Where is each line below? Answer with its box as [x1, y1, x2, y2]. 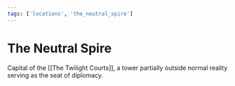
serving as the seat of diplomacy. [7, 71, 104, 79]
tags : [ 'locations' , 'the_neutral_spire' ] [7, 10, 133, 17]
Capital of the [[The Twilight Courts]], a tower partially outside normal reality [7, 64, 228, 72]
